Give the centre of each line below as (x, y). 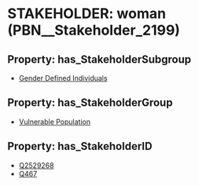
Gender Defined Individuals (63, 78)
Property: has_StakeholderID (80, 146)
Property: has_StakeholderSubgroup (99, 59)
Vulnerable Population (55, 122)
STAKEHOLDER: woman (87, 14)
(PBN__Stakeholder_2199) (94, 30)
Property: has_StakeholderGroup (90, 103)
